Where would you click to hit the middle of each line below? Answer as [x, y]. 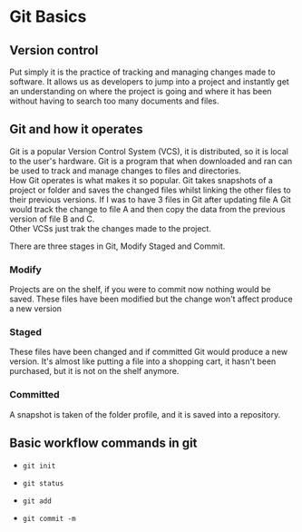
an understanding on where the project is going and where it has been [141, 91]
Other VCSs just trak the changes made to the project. [110, 228]
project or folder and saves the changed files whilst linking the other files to [151, 190]
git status [43, 483]
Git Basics [48, 17]
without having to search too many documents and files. [114, 101]
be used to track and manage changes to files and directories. [126, 171]
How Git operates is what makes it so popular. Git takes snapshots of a [141, 180]
